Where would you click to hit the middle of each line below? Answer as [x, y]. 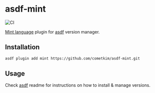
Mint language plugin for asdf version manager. [52, 32]
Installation [22, 47]
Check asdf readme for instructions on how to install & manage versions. [78, 85]
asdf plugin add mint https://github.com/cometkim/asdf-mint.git [72, 58]
